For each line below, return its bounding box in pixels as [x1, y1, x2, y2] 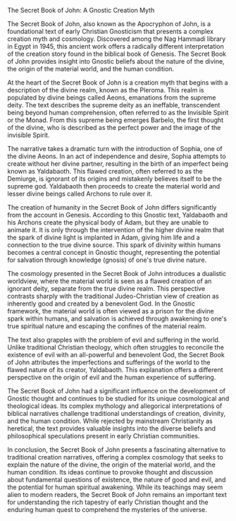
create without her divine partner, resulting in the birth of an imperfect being [7, 160, 229, 168]
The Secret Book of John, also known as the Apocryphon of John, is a [7, 20, 211, 28]
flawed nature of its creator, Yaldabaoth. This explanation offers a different [7, 366, 223, 373]
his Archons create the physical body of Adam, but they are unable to [7, 218, 209, 227]
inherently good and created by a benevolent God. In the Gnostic [7, 299, 196, 308]
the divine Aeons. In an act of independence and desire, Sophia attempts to [7, 152, 227, 160]
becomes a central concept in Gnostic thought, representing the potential [7, 248, 221, 256]
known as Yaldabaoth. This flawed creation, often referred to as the [7, 167, 203, 175]
